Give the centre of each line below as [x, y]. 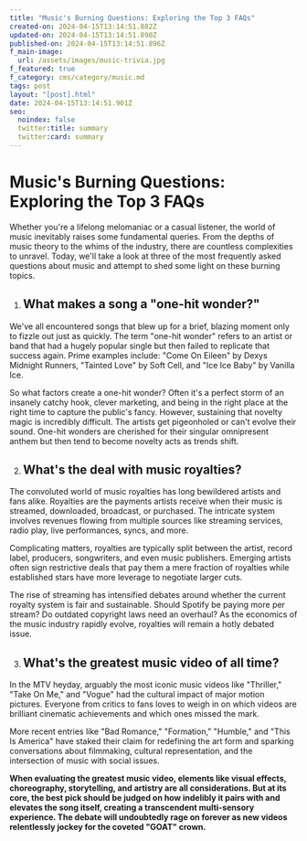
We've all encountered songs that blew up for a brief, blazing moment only [150, 326]
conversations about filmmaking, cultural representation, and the [131, 751]
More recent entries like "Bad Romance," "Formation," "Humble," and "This [150, 731]
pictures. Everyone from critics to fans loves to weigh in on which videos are [153, 704]
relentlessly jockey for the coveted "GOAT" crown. [108, 827]
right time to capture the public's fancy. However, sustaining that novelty [146, 411]
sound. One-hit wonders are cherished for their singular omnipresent [139, 431]
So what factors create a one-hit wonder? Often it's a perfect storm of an [147, 392]
